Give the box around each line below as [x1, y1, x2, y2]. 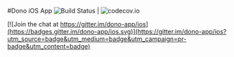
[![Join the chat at [7, 20, 59, 28]
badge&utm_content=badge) [7, 42, 91, 50]
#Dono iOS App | [7, 7, 100, 15]
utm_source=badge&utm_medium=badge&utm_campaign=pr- [7, 35, 187, 43]
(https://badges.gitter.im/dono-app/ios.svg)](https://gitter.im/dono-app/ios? [7, 28, 227, 35]
